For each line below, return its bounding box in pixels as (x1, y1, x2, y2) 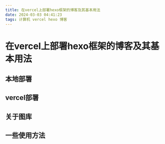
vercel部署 (5, 93, 39, 102)
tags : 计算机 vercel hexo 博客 (5, 17, 67, 22)
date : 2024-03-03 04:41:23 (5, 12, 62, 17)
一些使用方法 (5, 131, 46, 140)
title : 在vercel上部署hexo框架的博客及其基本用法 (5, 7, 101, 13)
